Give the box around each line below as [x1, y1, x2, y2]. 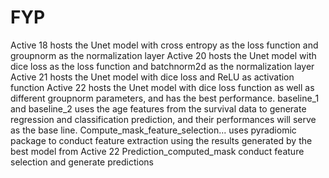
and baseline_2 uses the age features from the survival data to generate [10, 102, 307, 115]
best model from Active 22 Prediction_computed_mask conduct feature [10, 145, 305, 157]
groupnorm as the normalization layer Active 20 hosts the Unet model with [10, 49, 317, 61]
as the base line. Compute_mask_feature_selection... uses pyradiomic [10, 124, 297, 136]
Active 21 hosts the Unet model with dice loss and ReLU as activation [10, 71, 295, 83]
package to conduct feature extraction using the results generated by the [10, 134, 313, 146]
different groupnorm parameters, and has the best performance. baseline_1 [10, 92, 320, 104]
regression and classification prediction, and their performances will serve [10, 113, 317, 125]
